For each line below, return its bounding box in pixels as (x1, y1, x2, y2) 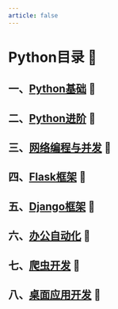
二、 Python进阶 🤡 (8, 112, 97, 125)
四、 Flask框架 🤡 (8, 170, 86, 184)
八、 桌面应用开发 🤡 (8, 288, 101, 301)
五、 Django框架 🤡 (8, 200, 96, 213)
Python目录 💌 (8, 48, 97, 66)
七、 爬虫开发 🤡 (8, 258, 81, 272)
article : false (8, 11, 59, 20)
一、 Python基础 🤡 (8, 82, 97, 96)
